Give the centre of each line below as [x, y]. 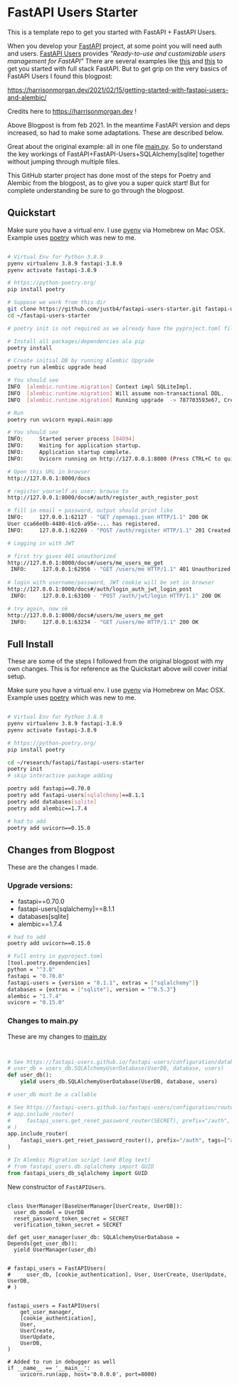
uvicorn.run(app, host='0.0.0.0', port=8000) [89, 1374]
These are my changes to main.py [57, 1036]
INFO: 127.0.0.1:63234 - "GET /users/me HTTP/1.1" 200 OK [105, 622]
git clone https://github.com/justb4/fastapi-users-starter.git [105, 309]
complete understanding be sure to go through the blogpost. [96, 190]
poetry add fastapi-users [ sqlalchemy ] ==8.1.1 [76, 795]
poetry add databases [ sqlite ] [52, 801]
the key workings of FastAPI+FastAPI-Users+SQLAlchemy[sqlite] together [116, 154]
